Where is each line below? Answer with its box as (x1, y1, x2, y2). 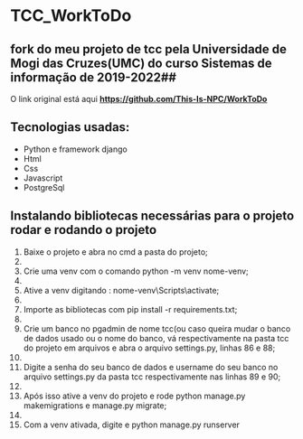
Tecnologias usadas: (10, 119, 130, 135)
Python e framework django (23, 144, 128, 154)
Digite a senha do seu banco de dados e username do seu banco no (23, 361, 279, 372)
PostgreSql (23, 182, 65, 192)
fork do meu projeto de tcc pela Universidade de (10, 42, 288, 57)
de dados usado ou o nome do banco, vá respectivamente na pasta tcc (23, 332, 289, 343)
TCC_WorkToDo (10, 5, 132, 26)
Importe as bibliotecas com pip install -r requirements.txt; (23, 304, 238, 314)
